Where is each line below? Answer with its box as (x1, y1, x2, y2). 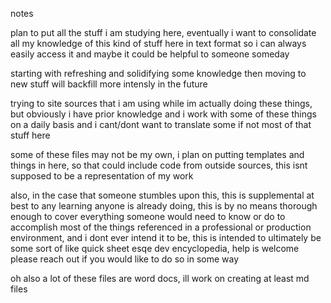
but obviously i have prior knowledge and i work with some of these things (10, 108, 317, 120)
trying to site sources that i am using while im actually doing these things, (10, 98, 313, 109)
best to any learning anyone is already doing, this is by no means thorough (10, 200, 318, 212)
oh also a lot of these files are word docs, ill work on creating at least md (10, 273, 310, 284)
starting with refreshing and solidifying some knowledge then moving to (10, 68, 307, 79)
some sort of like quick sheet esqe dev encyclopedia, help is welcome (10, 243, 300, 254)
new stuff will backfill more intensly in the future (10, 78, 208, 90)
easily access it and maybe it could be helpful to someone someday (10, 48, 290, 60)
